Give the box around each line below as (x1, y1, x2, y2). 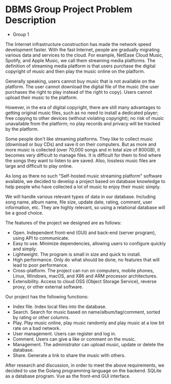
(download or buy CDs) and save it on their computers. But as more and (5, 141, 157, 147)
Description (5, 14, 56, 26)
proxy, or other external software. (12, 284, 83, 290)
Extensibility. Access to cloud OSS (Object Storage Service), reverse (12, 278, 157, 284)
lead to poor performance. (12, 262, 68, 268)
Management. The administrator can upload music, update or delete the (12, 341, 164, 347)
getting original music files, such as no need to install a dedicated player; (5, 110, 159, 116)
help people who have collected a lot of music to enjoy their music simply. (5, 184, 161, 190)
